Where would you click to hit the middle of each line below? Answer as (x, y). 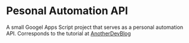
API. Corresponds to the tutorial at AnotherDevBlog (69, 33)
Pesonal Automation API (67, 11)
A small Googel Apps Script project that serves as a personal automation (95, 27)
